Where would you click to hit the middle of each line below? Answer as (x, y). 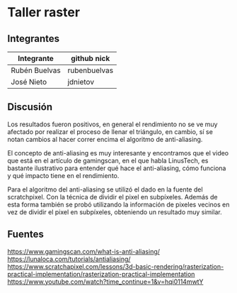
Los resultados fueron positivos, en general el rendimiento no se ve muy (112, 124)
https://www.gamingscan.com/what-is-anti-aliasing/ (84, 251)
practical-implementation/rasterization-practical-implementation (101, 274)
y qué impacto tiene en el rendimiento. (63, 175)
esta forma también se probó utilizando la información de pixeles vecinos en (118, 204)
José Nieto (29, 82)
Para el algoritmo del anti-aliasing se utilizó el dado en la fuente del (105, 189)
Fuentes (26, 234)
